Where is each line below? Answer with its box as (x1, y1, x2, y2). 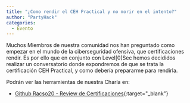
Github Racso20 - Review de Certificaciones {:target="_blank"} (14, 90, 169, 97)
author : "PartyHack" (6, 14, 58, 20)
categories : (6, 20, 36, 26)
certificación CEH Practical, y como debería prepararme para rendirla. (6, 67, 178, 74)
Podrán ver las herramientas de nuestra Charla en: (6, 79, 130, 86)
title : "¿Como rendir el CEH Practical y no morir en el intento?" (6, 8, 177, 15)
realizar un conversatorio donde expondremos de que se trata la (6, 61, 164, 68)
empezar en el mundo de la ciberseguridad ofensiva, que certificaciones (6, 48, 185, 55)
